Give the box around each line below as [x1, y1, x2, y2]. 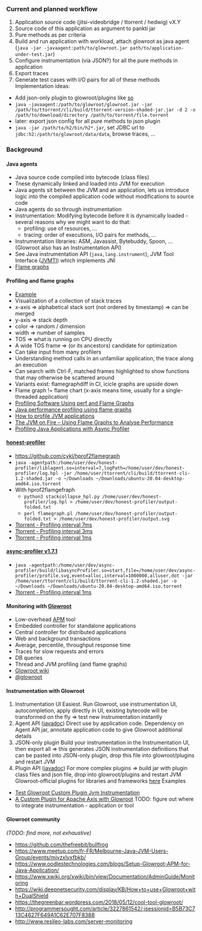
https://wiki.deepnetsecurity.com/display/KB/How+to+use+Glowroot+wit [14, 885, 196, 893]
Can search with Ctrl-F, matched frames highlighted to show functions [14, 367, 189, 375]
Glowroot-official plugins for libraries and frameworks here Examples [14, 777, 186, 785]
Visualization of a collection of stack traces [14, 297, 122, 304]
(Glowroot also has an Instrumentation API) [14, 244, 121, 251]
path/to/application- [130, 45, 185, 51]
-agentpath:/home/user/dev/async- [28, 562, 115, 568]
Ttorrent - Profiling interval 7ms [14, 521, 93, 528]
